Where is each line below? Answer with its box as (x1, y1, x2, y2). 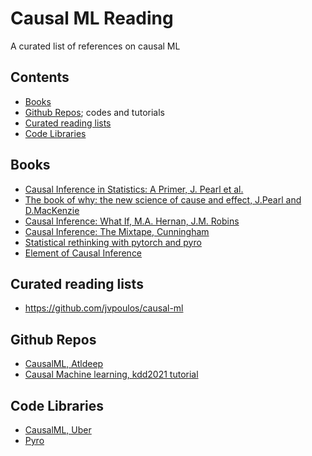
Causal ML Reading (10, 7, 174, 30)
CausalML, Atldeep (24, 358, 104, 370)
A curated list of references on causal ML (10, 40, 181, 52)
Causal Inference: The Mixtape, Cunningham (24, 225, 210, 237)
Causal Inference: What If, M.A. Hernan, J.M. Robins (24, 215, 240, 227)
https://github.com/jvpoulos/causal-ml (24, 302, 184, 314)
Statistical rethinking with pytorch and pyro (24, 236, 202, 248)
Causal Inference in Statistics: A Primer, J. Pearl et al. (24, 183, 244, 195)
